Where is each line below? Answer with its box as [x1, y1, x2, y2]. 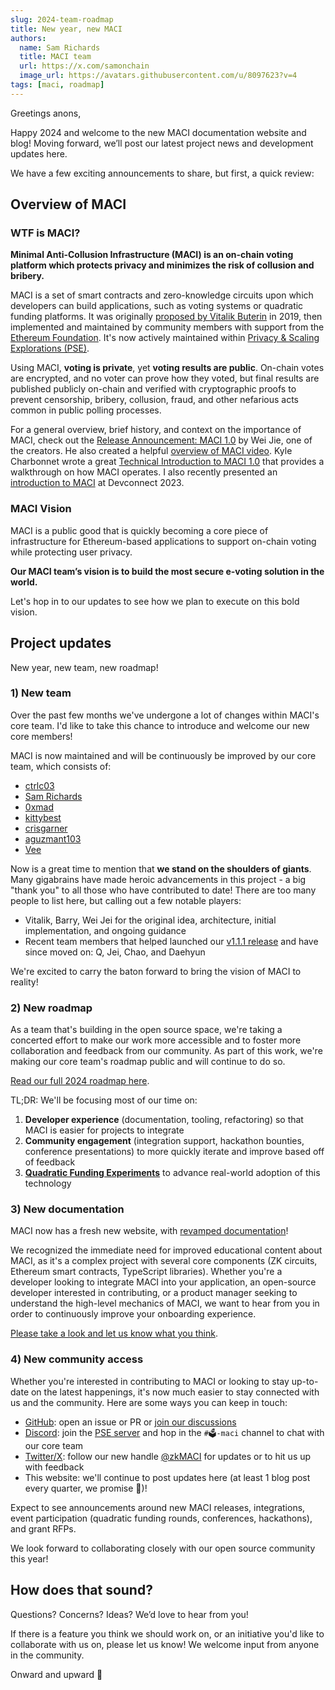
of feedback [24, 1156, 76, 1168]
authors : [10, 33, 47, 43]
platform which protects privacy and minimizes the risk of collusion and [10, 259, 315, 271]
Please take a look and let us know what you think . [10, 1327, 218, 1340]
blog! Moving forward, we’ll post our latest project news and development [10, 137, 314, 149]
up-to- [291, 1375, 319, 1387]
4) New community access [10, 1352, 144, 1366]
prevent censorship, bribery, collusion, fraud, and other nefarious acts [10, 394, 299, 406]
